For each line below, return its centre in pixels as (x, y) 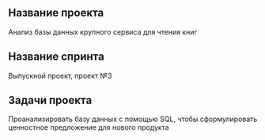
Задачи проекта (50, 100)
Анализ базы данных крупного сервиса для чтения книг (103, 31)
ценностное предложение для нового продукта (89, 127)
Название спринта (56, 57)
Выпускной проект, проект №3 (60, 76)
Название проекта (56, 13)
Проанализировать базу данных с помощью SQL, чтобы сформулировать (133, 119)
